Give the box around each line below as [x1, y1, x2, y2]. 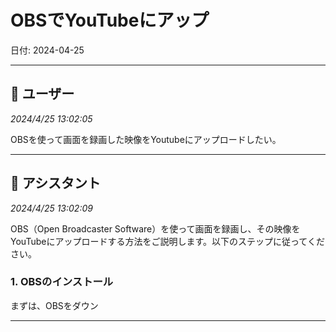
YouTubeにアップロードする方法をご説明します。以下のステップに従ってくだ [10, 235, 325, 247]
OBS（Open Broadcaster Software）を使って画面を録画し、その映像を [10, 222, 301, 235]
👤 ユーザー [10, 86, 75, 103]
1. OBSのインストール [10, 275, 114, 289]
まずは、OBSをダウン [10, 299, 99, 311]
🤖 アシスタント [10, 175, 101, 192]
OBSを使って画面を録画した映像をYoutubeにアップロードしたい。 [10, 133, 282, 145]
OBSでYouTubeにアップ [10, 9, 210, 32]
